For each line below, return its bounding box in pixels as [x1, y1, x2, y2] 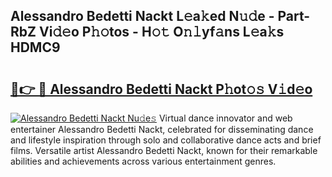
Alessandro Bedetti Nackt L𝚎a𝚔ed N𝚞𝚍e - [10, 8, 275, 25]
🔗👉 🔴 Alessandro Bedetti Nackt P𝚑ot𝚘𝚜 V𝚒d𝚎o [10, 80, 313, 98]
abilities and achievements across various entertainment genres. [10, 155, 277, 167]
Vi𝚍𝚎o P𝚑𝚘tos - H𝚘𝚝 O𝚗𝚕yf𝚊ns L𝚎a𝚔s [38, 24, 285, 41]
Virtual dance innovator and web [158, 112, 293, 124]
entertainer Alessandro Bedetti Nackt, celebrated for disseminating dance [10, 124, 314, 135]
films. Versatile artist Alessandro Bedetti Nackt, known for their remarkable [10, 145, 318, 156]
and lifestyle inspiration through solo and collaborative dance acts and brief [10, 134, 322, 146]
